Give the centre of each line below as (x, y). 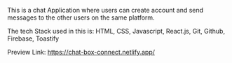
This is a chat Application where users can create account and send (105, 10)
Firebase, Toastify (33, 38)
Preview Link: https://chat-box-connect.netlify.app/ (81, 52)
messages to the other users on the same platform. (81, 17)
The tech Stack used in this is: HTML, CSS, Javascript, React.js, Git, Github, (116, 31)
